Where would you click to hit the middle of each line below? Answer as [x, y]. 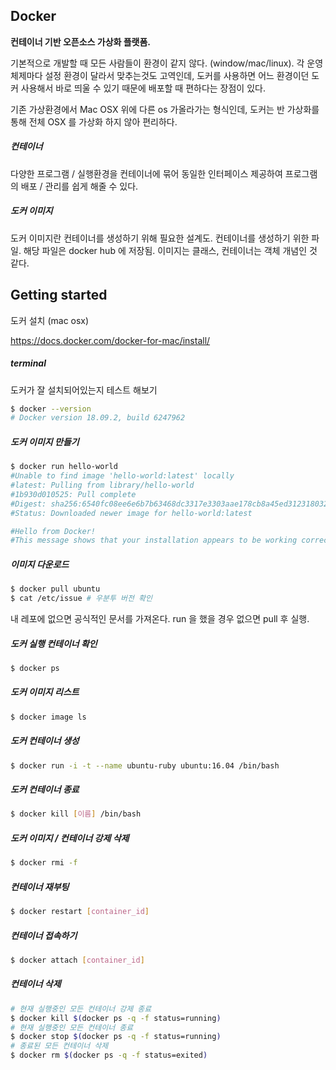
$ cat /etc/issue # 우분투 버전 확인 [81, 599]
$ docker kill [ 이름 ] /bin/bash [76, 814]
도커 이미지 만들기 [45, 441]
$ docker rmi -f [44, 863]
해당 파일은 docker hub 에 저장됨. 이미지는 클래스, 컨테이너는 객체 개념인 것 [170, 250]
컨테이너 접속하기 [44, 935]
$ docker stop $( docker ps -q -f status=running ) [116, 1037]
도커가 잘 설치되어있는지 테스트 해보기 [84, 390]
